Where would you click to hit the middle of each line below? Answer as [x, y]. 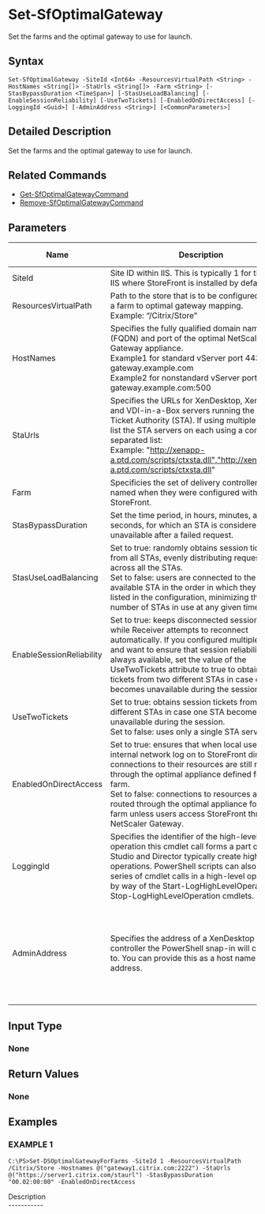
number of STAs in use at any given [176, 607]
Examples [33, 1122]
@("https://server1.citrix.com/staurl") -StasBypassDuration [111, 1175]
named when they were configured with [184, 493]
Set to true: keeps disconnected [169, 620]
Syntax [26, 61]
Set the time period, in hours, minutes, [180, 516]
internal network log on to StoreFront [178, 754]
